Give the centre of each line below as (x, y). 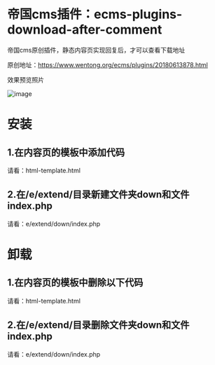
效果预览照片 (26, 80)
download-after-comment (85, 30)
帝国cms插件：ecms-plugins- (95, 14)
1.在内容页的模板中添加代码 (66, 152)
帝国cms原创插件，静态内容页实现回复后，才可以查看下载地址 (96, 50)
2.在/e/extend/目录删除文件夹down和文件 (98, 325)
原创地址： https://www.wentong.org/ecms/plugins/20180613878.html (107, 64)
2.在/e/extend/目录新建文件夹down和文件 (98, 194)
